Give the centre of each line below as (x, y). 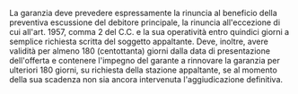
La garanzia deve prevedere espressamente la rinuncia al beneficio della (143, 13)
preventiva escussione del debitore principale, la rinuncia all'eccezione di (145, 22)
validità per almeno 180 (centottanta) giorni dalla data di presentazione (140, 51)
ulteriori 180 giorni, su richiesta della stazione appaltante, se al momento (144, 70)
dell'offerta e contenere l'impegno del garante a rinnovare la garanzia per (145, 60)
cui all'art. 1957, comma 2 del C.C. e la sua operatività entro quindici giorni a (149, 32)
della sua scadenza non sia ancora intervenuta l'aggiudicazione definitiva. (146, 79)
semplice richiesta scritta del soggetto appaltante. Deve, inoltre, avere (139, 41)
